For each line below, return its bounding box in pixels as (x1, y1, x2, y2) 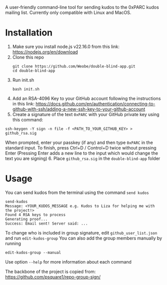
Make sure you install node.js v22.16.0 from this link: (12, 43, 120, 49)
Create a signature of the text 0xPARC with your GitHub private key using (12, 111, 160, 117)
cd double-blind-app (12, 68, 55, 73)
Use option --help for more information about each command (5, 258, 132, 264)
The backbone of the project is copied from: (5, 268, 96, 274)
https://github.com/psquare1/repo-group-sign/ (5, 273, 101, 279)
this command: (12, 116, 43, 122)
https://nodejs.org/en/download (12, 48, 78, 54)
